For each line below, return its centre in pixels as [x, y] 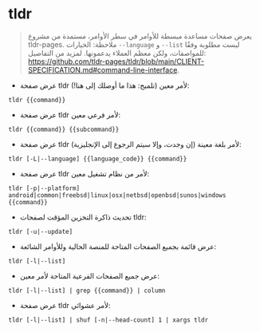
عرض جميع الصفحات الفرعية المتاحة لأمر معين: [90, 275]
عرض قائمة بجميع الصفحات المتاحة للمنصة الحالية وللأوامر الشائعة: [118, 246]
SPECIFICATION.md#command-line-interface [102, 69]
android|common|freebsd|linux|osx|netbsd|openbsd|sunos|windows [117, 195]
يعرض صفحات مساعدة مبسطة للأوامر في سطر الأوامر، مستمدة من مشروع [140, 36]
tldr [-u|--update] [41, 231]
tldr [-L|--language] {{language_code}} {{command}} [98, 159]
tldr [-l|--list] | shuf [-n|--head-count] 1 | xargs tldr [108, 320]
